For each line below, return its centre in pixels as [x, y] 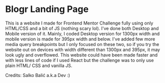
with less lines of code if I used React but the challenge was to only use [79, 60]
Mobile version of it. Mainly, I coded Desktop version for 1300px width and [82, 33]
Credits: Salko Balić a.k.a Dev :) [38, 75]
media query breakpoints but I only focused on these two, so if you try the [82, 44]
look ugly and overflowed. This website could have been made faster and [81, 55]
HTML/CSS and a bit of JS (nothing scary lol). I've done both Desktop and [82, 28]
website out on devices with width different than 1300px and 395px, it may [83, 49]
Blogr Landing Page [47, 9]
